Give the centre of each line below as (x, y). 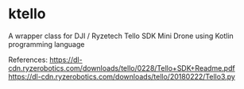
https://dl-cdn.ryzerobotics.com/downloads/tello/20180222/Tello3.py (122, 76)
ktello (27, 14)
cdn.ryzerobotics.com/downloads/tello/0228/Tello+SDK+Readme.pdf (122, 68)
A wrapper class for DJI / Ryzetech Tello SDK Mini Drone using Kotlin (121, 36)
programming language (46, 44)
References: (28, 60)
